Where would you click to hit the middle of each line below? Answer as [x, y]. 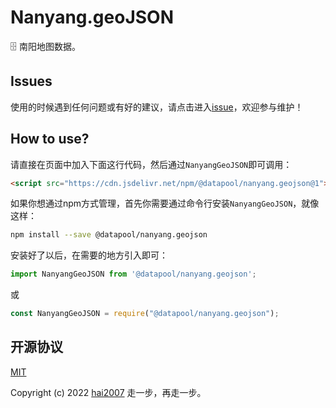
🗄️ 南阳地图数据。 [45, 46]
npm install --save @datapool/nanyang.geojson [109, 235]
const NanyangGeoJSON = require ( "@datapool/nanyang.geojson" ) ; [145, 314]
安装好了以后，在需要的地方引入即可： [89, 255]
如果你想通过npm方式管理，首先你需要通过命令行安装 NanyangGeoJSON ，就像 [165, 203]
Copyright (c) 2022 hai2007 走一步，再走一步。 [108, 392]
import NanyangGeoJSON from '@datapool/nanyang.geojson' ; [133, 274]
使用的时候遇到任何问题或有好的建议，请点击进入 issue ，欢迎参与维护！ [157, 107]
